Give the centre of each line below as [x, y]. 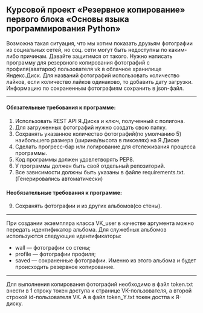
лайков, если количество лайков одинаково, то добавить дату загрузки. [100, 81]
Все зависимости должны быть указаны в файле [78, 172]
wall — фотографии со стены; [53, 248]
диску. [14, 303]
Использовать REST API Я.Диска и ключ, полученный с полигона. [100, 121]
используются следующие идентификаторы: [64, 236]
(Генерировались [37, 179]
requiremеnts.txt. [164, 172]
